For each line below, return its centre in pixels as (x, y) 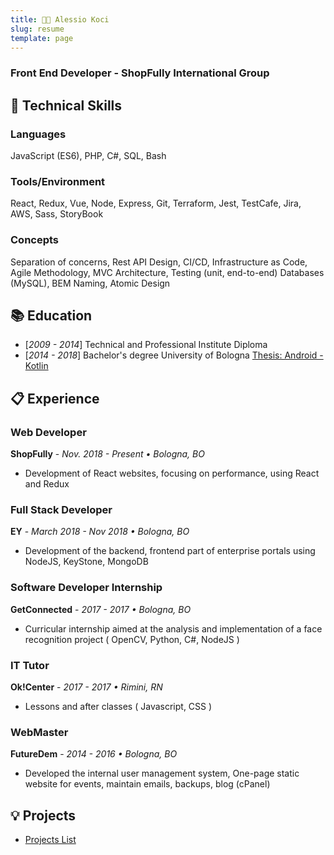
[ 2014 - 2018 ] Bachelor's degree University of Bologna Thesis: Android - (174, 355)
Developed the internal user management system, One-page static (162, 773)
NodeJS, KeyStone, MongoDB (86, 562)
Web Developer (48, 432)
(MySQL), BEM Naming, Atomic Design (90, 283)
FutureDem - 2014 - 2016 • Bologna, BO (94, 754)
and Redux (47, 484)
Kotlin (36, 366)
